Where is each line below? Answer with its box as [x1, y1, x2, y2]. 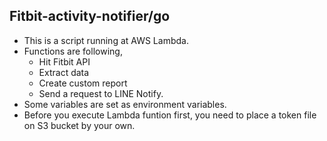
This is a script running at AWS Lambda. [23, 34, 189, 46]
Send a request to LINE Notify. [38, 87, 164, 99]
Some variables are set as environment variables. [23, 98, 227, 110]
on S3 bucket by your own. [23, 119, 136, 131]
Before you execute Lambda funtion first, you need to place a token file [23, 109, 317, 121]
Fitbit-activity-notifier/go [9, 8, 171, 25]
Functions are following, [23, 45, 123, 57]
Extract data [38, 66, 90, 78]
